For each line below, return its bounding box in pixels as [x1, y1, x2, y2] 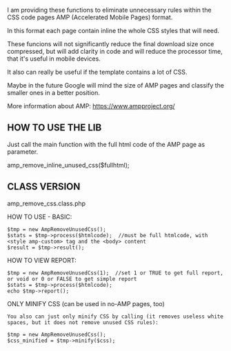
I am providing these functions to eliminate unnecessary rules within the [7, 6, 212, 14]
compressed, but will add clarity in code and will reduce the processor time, [7, 48, 223, 55]
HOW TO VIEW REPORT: [7, 256, 77, 264]
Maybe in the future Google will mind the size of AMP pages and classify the [7, 81, 225, 89]
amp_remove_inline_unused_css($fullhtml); [7, 161, 130, 169]
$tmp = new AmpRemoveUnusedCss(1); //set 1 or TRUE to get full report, [7, 269, 224, 277]
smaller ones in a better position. [7, 89, 100, 97]
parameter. [7, 148, 39, 156]
